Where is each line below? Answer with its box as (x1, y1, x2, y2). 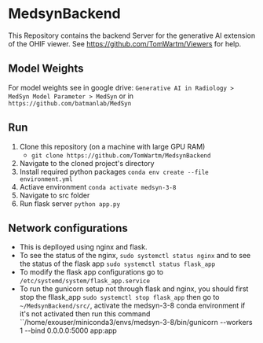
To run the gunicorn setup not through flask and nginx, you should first (19, 284, 249, 293)
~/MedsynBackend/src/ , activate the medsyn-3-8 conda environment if (19, 301, 246, 311)
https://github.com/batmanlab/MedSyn (8, 99, 132, 107)
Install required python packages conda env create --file (19, 167, 210, 176)
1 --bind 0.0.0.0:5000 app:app (19, 326, 118, 335)
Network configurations (8, 221, 128, 234)
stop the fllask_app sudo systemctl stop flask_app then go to (19, 293, 220, 302)
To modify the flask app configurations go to (19, 267, 163, 277)
